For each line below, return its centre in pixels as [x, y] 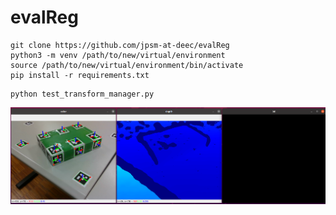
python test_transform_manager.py [82, 94]
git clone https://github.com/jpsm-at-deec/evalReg [120, 45]
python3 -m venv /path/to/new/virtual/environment [118, 55]
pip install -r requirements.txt [80, 75]
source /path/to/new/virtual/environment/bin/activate [127, 65]
